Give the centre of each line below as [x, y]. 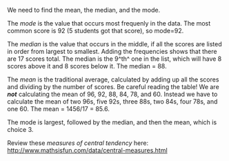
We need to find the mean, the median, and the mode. [84, 10]
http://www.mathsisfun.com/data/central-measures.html [87, 150]
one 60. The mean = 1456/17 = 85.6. [59, 109]
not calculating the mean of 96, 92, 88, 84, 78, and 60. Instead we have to [112, 94]
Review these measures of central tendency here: [78, 143]
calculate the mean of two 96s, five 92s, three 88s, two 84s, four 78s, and [112, 102]
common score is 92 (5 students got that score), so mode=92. [96, 31]
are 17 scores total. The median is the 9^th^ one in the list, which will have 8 [114, 59]
